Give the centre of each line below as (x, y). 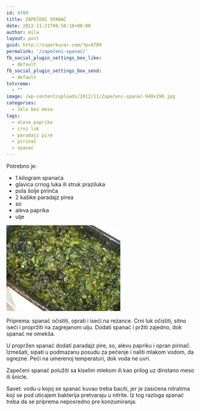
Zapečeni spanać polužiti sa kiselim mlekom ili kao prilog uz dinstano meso (100, 370)
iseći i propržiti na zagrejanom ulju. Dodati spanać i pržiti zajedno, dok (94, 327)
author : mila (23, 32)
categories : (21, 103)
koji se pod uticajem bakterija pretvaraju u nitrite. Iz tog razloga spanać (95, 395)
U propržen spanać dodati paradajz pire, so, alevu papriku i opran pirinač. (99, 345)
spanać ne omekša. (31, 334)
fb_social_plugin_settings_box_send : (54, 71)
